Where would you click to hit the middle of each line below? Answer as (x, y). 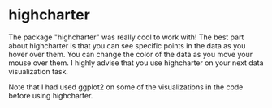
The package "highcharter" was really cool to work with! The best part (126, 37)
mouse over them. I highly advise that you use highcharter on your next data (136, 63)
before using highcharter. (51, 95)
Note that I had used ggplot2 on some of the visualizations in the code (126, 87)
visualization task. (39, 71)
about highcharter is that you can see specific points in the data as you (127, 45)
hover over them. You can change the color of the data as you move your (131, 54)
